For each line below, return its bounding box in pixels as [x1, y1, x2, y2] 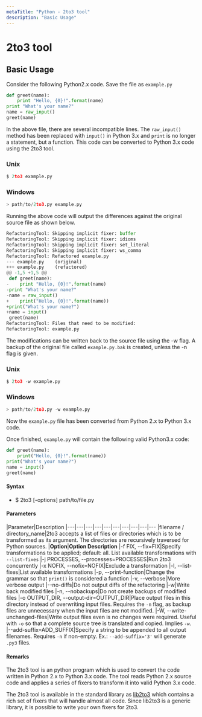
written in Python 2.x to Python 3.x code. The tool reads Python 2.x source [6, 673, 192, 680]
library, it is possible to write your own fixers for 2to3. [6, 704, 139, 711]
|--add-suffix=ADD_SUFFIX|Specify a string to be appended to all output [6, 626, 186, 634]
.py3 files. [6, 639, 31, 646]
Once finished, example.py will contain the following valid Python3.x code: [6, 436, 189, 443]
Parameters [6, 510, 36, 517]
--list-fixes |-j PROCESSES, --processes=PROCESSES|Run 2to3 [6, 556, 171, 563]
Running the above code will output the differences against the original [6, 213, 182, 220]
